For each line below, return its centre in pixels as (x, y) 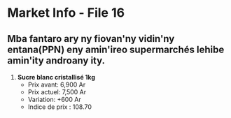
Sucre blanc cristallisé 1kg (56, 77)
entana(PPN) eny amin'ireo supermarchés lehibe (116, 49)
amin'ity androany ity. (56, 60)
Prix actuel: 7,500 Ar (57, 92)
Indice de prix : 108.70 (60, 107)
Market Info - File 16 (66, 13)
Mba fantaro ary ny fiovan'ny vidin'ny (91, 39)
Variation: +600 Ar (55, 99)
